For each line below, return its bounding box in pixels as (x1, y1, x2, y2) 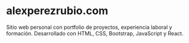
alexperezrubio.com (6, 4, 109, 18)
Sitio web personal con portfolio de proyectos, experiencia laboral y (6, 24, 172, 31)
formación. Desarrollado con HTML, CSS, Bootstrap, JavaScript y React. (6, 29, 184, 37)
